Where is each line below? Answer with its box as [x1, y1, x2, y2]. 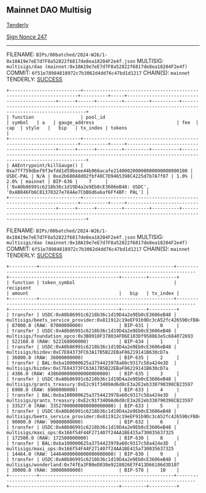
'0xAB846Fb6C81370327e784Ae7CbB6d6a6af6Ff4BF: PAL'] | [6, 189, 150, 195]
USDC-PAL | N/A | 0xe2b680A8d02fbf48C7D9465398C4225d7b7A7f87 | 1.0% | [6, 173, 193, 179]
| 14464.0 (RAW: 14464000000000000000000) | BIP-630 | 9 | [6, 451, 180, 457]
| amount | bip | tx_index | [6, 290, 180, 296]
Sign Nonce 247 [6, 33, 47, 40]
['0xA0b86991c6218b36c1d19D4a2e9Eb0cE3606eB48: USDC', [6, 184, 150, 190]
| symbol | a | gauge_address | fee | [6, 119, 199, 126]
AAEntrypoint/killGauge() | [12, 162, 84, 168]
